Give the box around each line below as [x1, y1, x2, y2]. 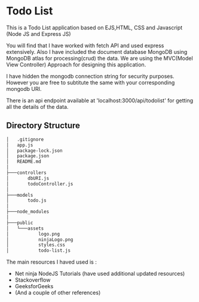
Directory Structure [6, 121, 81, 131]
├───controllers [6, 170, 47, 176]
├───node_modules [6, 209, 50, 215]
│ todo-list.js [6, 248, 71, 254]
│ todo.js [6, 197, 47, 204]
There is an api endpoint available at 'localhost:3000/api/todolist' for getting [6, 97, 194, 104]
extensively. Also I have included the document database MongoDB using [6, 48, 188, 55]
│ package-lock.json [6, 148, 63, 154]
